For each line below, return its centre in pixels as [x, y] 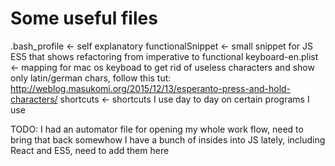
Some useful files [84, 18]
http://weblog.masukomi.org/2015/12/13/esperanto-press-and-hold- [151, 88]
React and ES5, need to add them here [90, 150]
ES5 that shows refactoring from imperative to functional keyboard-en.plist [164, 56]
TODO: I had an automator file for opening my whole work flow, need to [157, 129]
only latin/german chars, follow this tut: [91, 78]
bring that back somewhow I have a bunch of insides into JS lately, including [168, 139]
